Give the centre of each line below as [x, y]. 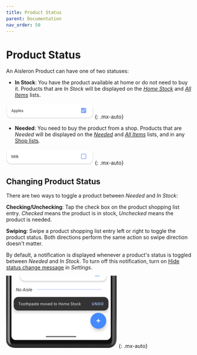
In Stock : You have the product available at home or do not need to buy [101, 83]
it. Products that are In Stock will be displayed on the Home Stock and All [103, 89]
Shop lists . [27, 141]
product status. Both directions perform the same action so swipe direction [97, 237]
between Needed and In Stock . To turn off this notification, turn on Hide [93, 261]
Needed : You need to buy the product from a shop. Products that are [98, 128]
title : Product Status [34, 12]
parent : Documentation [34, 19]
